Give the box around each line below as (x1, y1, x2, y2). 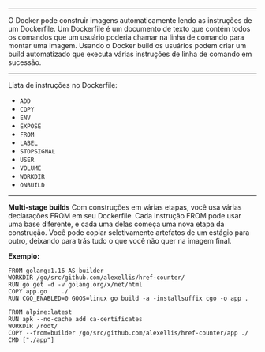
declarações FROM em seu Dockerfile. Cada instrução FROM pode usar (8, 211, 242, 220)
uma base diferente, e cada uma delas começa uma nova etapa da (8, 219, 225, 229)
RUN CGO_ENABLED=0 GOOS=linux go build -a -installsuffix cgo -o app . (8, 294, 248, 302)
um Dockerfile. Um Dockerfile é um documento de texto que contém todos (8, 25, 251, 33)
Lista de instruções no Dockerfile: (8, 81, 118, 89)
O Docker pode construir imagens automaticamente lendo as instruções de (8, 16, 252, 25)
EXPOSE (19, 123, 42, 131)
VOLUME (19, 165, 42, 172)
